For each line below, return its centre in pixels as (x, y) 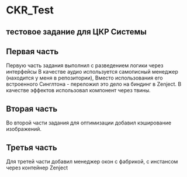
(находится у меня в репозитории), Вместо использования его (84, 78)
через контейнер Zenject (37, 168)
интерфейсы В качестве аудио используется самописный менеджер (92, 72)
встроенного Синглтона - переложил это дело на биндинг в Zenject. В (94, 84)
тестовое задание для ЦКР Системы (77, 32)
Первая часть (32, 51)
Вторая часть (32, 109)
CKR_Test (30, 10)
